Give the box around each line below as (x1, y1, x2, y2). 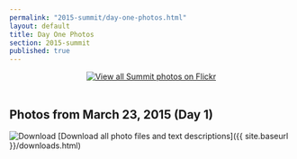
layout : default (9, 22, 70, 31)
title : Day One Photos (9, 30, 94, 39)
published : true (9, 47, 70, 56)
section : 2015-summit (9, 38, 91, 48)
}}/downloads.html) (9, 140, 81, 151)
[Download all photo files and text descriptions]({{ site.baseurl (58, 130, 289, 141)
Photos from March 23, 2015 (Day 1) (9, 107, 213, 122)
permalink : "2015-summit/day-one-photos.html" (9, 13, 187, 22)
